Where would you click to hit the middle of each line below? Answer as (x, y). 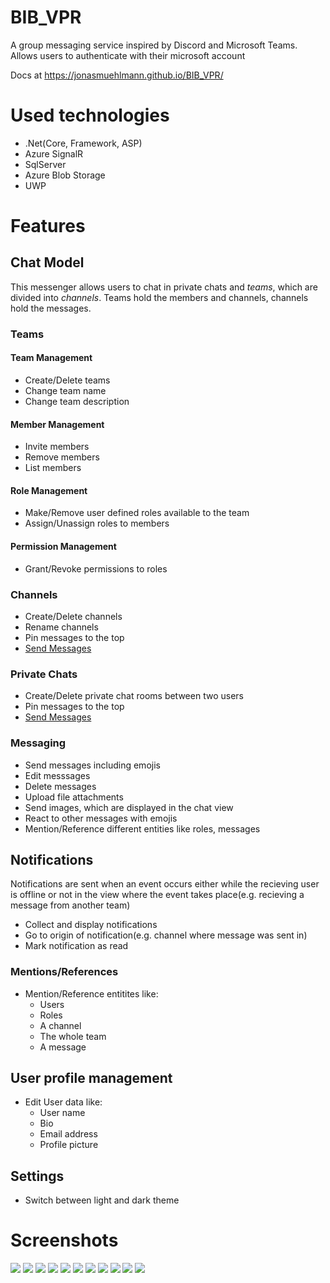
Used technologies (90, 115)
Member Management (57, 424)
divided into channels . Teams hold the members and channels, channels (159, 297)
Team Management (51, 358)
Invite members (57, 447)
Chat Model (47, 262)
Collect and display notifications (91, 925)
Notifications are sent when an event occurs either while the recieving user (165, 884)
